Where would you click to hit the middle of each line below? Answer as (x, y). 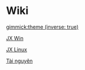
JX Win (15, 38)
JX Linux (17, 49)
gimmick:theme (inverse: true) (42, 27)
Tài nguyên (20, 61)
